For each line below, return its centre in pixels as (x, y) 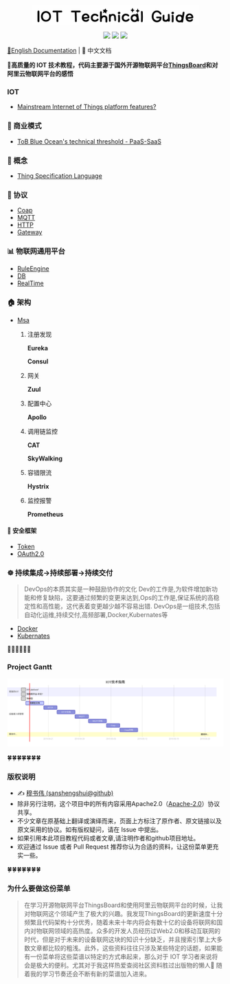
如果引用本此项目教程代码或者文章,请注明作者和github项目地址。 (108, 838)
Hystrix (38, 486)
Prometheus (45, 514)
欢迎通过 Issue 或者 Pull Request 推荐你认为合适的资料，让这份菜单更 (115, 847)
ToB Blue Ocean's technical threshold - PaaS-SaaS (89, 141)
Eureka (37, 348)
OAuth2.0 (31, 553)
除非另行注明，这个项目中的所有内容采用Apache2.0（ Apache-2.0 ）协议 (118, 804)
